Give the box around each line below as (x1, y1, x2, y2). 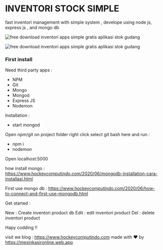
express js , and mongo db (5, 24, 59, 30)
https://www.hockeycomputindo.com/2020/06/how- (48, 185, 156, 191)
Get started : (5, 200, 31, 206)
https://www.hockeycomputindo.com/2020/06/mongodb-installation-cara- (5, 171, 158, 177)
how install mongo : (5, 166, 45, 172)
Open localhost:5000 (5, 156, 48, 162)
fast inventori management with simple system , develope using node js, (5, 19, 152, 25)
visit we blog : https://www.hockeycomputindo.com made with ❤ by (5, 234, 144, 240)
